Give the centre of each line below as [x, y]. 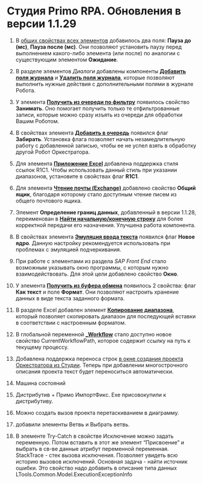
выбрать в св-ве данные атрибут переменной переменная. [92, 449]
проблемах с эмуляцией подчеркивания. [69, 249]
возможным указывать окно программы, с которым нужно [92, 267]
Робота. [26, 90]
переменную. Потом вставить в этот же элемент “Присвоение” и [100, 442]
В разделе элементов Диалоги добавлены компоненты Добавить [101, 71]
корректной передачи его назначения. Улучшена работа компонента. [106, 225]
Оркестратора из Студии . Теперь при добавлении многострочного [102, 365]
